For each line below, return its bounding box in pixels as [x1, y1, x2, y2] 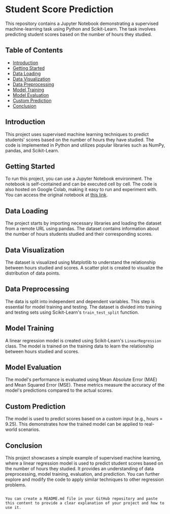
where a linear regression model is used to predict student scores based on [5, 460, 163, 467]
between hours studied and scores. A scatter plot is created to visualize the [5, 265, 163, 270]
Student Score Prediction [5, 4, 114, 15]
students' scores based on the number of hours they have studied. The [5, 137, 154, 143]
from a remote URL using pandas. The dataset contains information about [5, 226, 159, 232]
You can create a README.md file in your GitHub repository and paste [5, 496, 158, 501]
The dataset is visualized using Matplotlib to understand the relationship [5, 259, 156, 265]
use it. [5, 505, 22, 510]
